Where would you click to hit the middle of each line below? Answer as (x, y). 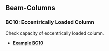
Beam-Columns (30, 8)
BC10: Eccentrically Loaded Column (50, 22)
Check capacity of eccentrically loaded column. (55, 33)
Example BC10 (28, 43)
